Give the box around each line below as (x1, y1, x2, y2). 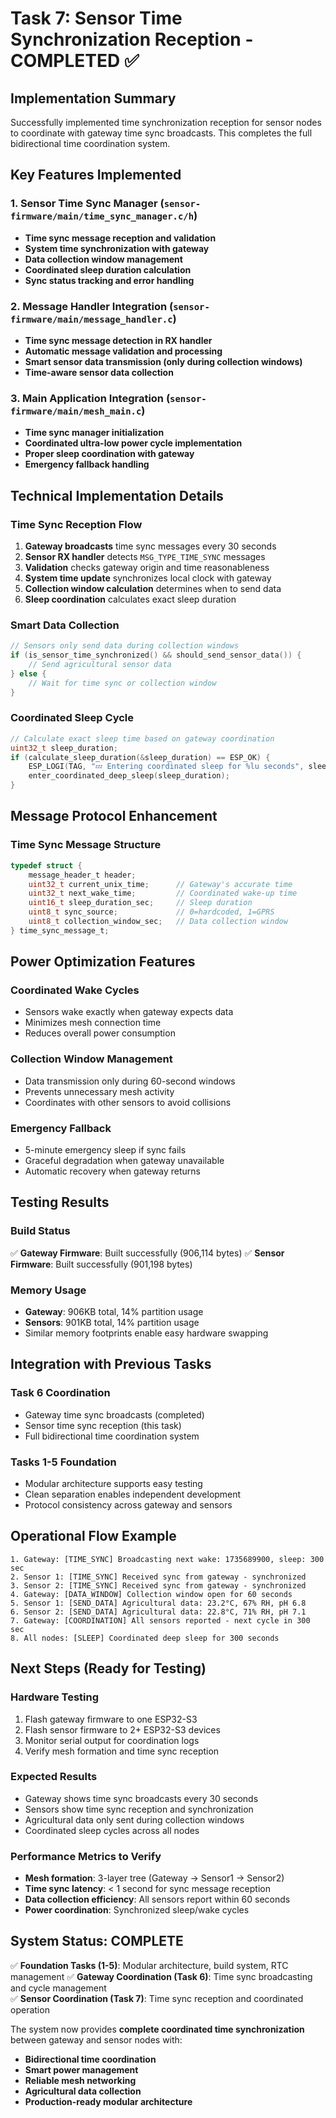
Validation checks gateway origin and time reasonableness (24, 561, 270, 573)
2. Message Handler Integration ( (10, 299, 174, 313)
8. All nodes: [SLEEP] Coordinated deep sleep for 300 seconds (10, 1633, 280, 1643)
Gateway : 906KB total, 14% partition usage (24, 1306, 204, 1318)
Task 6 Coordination (10, 1386, 111, 1400)
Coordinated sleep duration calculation (24, 263, 192, 276)
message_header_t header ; (28, 870, 137, 880)
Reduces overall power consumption (24, 1027, 176, 1039)
